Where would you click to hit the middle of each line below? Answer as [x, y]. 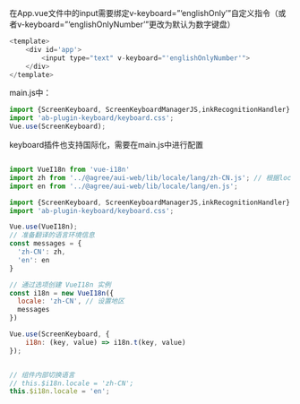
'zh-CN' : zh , [42, 252]
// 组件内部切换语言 [42, 374]
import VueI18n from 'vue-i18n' [69, 169]
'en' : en [34, 260]
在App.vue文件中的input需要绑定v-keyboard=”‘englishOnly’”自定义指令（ [144, 13]
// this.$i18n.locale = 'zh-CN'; [72, 383]
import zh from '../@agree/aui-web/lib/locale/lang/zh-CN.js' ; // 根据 [145, 177]
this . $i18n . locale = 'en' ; [60, 391]
